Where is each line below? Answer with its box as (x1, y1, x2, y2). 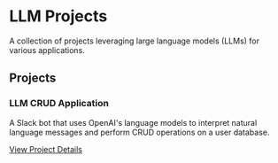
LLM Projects (9, 6, 108, 27)
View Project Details (9, 144, 82, 154)
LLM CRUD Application (9, 97, 109, 110)
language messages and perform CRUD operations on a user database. (9, 127, 270, 137)
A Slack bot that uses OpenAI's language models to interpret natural (9, 117, 258, 128)
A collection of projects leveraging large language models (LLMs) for (9, 35, 259, 46)
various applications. (9, 44, 86, 55)
